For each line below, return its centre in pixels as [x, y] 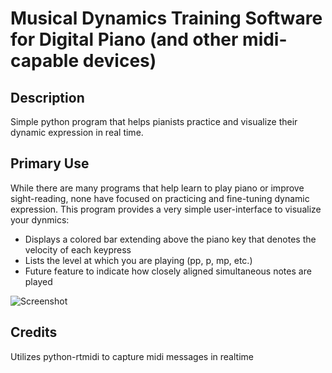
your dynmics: [40, 219]
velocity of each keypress [78, 249]
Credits [34, 332]
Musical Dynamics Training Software [166, 18]
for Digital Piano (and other [124, 39]
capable [45, 61]
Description [47, 97]
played [38, 281]
